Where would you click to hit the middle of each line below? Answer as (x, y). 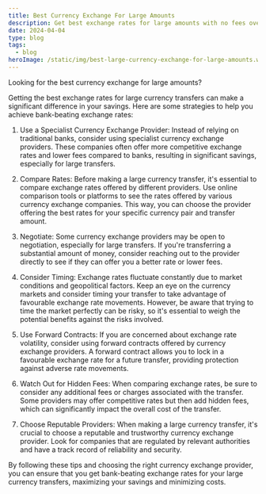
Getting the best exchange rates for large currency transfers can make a (126, 98)
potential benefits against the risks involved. (91, 319)
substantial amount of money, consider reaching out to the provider (129, 253)
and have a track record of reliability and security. (101, 450)
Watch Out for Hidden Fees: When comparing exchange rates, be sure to (138, 383)
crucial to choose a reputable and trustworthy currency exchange (127, 432)
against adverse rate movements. (74, 368)
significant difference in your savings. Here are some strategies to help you (131, 106)
